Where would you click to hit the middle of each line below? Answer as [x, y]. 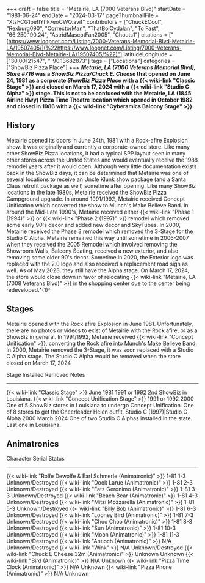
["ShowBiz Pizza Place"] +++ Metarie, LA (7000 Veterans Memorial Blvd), [101, 67]
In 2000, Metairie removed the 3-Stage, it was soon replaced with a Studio [100, 350]
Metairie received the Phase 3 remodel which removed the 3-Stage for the [100, 231]
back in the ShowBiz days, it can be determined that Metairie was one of [98, 173]
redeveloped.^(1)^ [28, 289]
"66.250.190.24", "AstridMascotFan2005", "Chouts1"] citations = [87, 35]
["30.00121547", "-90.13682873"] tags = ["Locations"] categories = [91, 61]
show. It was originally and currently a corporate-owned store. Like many [98, 147]
